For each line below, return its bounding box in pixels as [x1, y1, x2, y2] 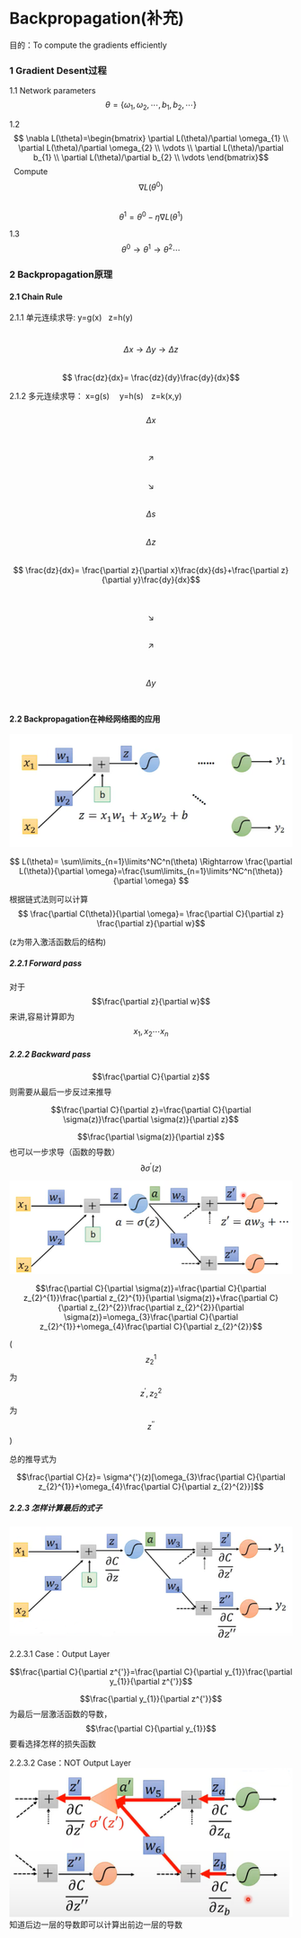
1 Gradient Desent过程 [9, 64, 108, 76]
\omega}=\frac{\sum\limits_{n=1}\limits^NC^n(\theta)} [84, 866, 283, 877]
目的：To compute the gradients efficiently [9, 40, 168, 50]
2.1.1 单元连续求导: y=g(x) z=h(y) [9, 312, 133, 323]
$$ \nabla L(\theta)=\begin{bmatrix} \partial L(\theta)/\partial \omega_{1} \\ [13, 133, 289, 144]
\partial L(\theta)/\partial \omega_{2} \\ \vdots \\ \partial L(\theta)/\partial [17, 143, 285, 154]
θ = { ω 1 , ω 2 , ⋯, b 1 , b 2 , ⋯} [104, 100, 198, 112]
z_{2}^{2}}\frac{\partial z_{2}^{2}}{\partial [89, 1302, 244, 1313]
